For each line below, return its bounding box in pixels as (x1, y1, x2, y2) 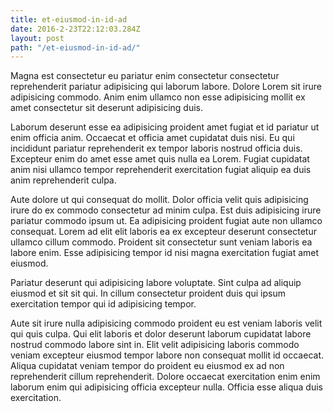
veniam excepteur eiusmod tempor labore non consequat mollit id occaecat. (10, 349, 324, 361)
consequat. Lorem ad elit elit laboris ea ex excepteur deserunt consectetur (10, 226, 317, 238)
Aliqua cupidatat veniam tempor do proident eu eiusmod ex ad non (10, 360, 285, 372)
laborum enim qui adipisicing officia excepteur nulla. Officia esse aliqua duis (10, 381, 323, 393)
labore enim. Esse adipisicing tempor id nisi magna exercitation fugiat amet (10, 247, 320, 259)
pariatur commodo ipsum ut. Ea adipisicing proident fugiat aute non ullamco (10, 215, 323, 227)
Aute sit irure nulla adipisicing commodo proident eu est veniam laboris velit (10, 317, 323, 330)
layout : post (10, 33, 65, 43)
